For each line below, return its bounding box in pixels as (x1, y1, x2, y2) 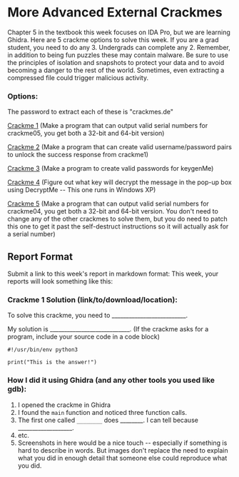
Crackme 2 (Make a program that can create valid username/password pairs (7, 143, 232, 151)
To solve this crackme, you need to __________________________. (7, 311, 188, 320)
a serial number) (7, 230, 56, 239)
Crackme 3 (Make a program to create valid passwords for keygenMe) (7, 164, 214, 173)
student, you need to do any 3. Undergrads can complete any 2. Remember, (7, 43, 230, 51)
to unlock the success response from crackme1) (7, 151, 148, 159)
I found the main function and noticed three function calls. (17, 408, 188, 416)
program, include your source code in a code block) (7, 333, 161, 341)
